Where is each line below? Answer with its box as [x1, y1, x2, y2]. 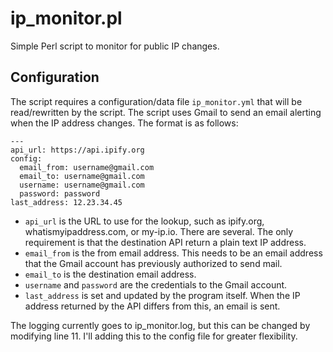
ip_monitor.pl [10, 7, 123, 30]
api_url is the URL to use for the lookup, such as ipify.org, [24, 215, 265, 227]
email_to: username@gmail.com [19, 171, 145, 181]
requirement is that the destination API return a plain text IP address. [24, 236, 307, 248]
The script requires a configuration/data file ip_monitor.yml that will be [10, 95, 303, 107]
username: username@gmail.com [19, 180, 145, 190]
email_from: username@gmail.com [19, 162, 155, 172]
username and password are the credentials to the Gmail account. [24, 278, 288, 291]
